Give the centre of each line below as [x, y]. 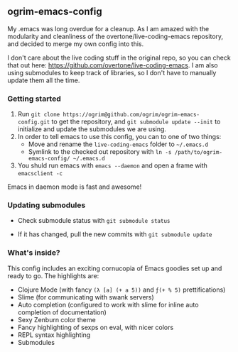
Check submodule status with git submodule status [94, 221]
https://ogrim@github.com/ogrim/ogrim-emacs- [131, 115]
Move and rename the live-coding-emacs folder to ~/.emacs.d [118, 144]
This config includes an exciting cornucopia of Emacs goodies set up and [115, 268]
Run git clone [39, 114]
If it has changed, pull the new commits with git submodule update [115, 234]
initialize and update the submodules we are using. [92, 129]
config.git [34, 122]
